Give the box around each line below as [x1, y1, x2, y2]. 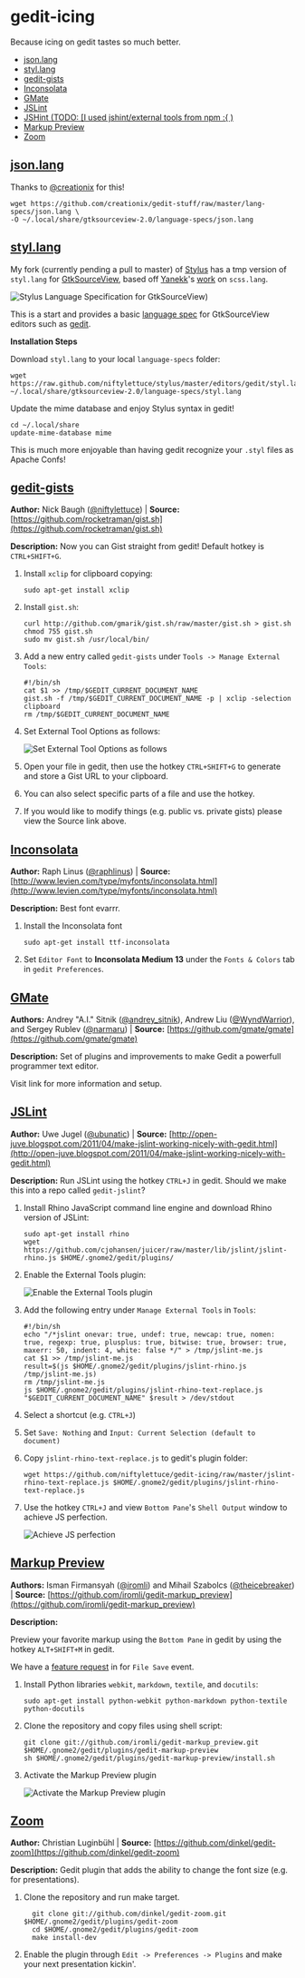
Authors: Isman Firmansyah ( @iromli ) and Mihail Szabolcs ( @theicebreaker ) [10, 1579, 295, 1590]
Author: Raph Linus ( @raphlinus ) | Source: [10, 866, 171, 877]
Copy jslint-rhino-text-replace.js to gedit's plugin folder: [23, 1452, 248, 1463]
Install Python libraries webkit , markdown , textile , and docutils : [23, 1678, 259, 1689]
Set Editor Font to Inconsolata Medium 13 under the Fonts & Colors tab [23, 954, 295, 965]
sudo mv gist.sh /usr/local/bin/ [23, 635, 150, 645]
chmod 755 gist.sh [23, 627, 93, 636]
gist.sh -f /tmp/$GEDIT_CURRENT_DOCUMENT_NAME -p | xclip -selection [23, 694, 292, 704]
